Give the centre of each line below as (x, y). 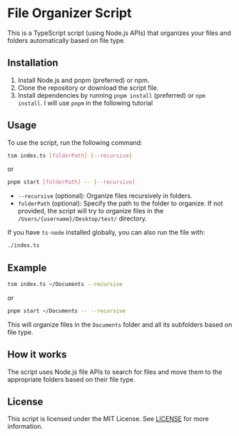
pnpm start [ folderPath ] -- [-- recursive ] (71, 182)
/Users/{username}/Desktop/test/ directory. (82, 218)
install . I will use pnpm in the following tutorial (85, 103)
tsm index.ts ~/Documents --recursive (65, 284)
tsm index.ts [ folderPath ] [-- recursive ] (70, 156)
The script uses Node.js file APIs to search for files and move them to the (115, 372)
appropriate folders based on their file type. (71, 379)
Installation (33, 63)
